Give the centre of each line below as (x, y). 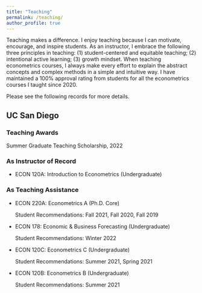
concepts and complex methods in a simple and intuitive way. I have (91, 72)
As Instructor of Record (41, 161)
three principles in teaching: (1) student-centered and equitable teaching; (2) (101, 53)
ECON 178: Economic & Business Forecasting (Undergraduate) (93, 226)
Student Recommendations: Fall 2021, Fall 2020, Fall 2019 (87, 215)
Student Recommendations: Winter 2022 (65, 238)
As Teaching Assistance (43, 190)
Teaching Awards (32, 132)
